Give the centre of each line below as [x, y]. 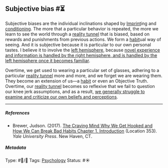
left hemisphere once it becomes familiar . [48, 60]
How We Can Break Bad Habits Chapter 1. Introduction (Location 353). [85, 131]
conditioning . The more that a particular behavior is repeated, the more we [82, 28]
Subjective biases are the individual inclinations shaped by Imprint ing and [81, 23]
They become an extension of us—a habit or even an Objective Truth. [77, 81]
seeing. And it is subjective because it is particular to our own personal [78, 44]
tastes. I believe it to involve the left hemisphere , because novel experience [82, 50]
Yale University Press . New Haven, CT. [52, 136]
